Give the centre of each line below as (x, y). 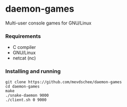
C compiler (24, 47)
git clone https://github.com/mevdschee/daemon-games (64, 82)
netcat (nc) (24, 58)
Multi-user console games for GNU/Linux (48, 23)
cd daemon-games (22, 86)
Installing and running (33, 71)
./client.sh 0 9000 (26, 100)
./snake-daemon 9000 (27, 95)
